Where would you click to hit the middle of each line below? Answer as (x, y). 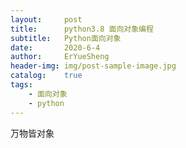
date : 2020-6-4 (55, 47)
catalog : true (46, 76)
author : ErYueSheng (60, 57)
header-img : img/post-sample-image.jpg (93, 66)
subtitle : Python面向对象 (66, 38)
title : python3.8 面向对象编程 (82, 29)
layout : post (46, 19)
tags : (21, 85)
